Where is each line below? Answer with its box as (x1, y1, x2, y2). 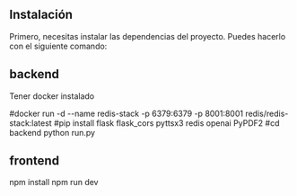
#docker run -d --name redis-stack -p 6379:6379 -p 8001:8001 (9, 108, 244, 119)
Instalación (9, 7, 74, 22)
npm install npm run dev (9, 177, 99, 188)
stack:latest (9, 117, 52, 129)
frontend (9, 153, 60, 169)
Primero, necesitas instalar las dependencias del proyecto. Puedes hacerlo (9, 31, 286, 41)
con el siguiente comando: (9, 40, 108, 51)
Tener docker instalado (9, 90, 95, 102)
